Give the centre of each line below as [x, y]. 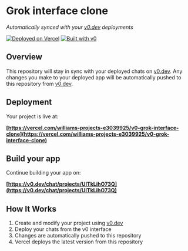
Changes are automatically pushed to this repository [78, 236]
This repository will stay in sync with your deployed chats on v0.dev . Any [94, 71]
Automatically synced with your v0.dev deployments [70, 27]
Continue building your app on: [43, 173]
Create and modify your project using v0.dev [69, 223]
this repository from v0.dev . [40, 83]
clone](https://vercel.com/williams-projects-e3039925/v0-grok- [88, 134]
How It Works [31, 209]
